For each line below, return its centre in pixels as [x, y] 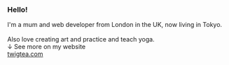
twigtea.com [25, 54]
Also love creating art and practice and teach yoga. [81, 39]
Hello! [18, 10]
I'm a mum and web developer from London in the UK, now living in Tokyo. [115, 25]
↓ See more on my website [47, 47]
